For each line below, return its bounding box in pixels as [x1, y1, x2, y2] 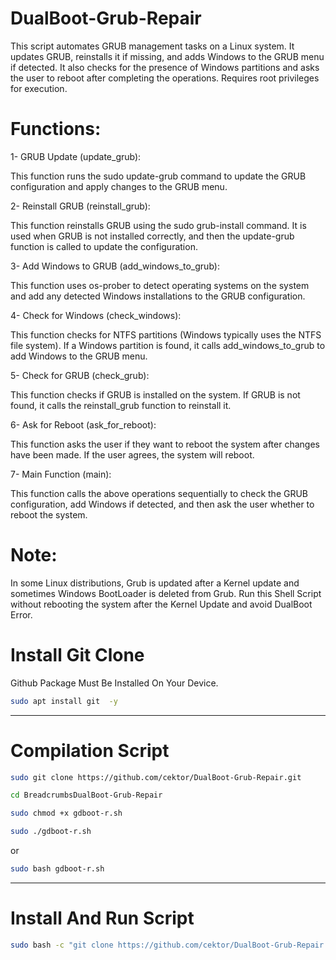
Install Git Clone [10, 644, 145, 666]
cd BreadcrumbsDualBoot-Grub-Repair [10, 790, 163, 801]
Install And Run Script [10, 907, 195, 930]
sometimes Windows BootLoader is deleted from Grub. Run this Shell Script [10, 587, 322, 599]
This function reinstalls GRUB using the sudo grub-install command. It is [10, 219, 307, 231]
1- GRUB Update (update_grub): [10, 150, 142, 162]
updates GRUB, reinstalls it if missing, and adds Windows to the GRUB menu [10, 50, 325, 62]
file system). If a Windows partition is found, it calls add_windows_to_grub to [10, 339, 326, 351]
